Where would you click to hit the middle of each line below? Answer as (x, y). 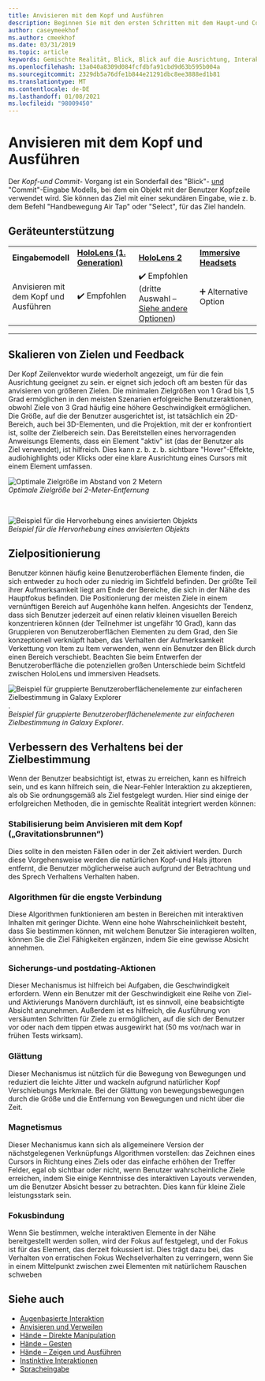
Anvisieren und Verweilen (61, 1326)
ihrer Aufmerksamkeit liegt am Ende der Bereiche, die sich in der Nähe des (129, 589)
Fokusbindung (36, 1215)
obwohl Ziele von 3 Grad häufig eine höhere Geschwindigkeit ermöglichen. (130, 407)
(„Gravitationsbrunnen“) (56, 834)
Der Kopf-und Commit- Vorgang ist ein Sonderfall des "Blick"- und (116, 182)
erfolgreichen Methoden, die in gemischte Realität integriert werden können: (132, 803)
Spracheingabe (44, 1368)
